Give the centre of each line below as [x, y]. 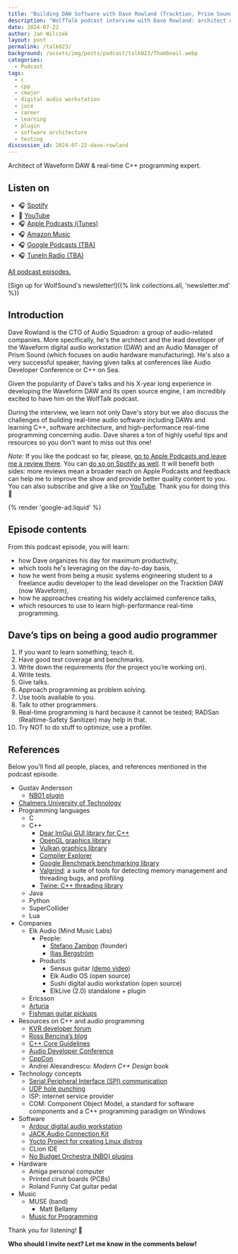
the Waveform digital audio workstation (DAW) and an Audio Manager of [113, 347]
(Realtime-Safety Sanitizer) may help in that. [83, 720]
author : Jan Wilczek [38, 34]
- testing [29, 139]
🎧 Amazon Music [44, 234]
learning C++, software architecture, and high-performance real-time [109, 427]
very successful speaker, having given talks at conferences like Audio [109, 362]
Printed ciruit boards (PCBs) [70, 1179]
